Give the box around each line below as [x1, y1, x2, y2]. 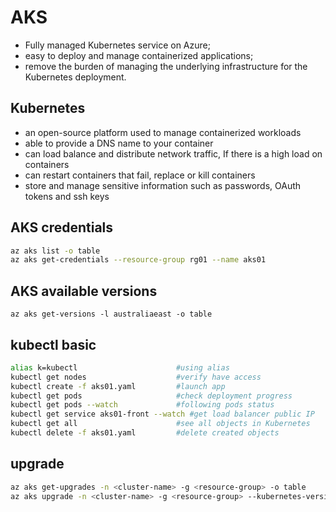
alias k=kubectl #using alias [10, 362, 230, 373]
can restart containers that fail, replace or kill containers [24, 169, 256, 181]
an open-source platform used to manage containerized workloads [24, 126, 302, 138]
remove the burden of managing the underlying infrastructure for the [24, 60, 308, 72]
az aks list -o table [10, 246, 101, 256]
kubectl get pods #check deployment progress [10, 391, 293, 401]
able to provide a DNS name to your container [24, 137, 214, 149]
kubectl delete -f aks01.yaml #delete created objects [10, 428, 280, 438]
